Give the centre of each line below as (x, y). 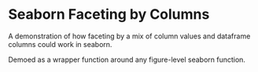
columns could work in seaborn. (60, 44)
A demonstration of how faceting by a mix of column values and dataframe (129, 36)
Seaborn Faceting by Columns (109, 14)
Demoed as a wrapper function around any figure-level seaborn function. (127, 59)
